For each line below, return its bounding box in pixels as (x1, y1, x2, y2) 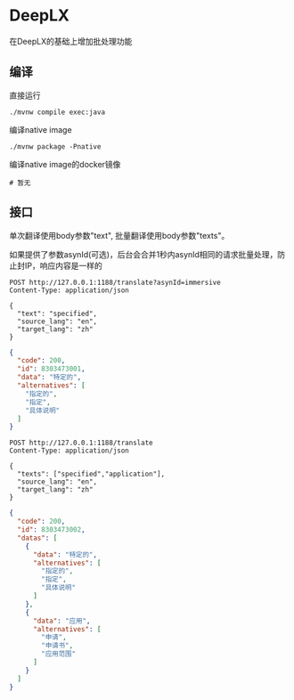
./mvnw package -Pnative (9, 142, 102, 151)
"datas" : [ (17, 533, 58, 542)
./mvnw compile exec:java (9, 108, 105, 117)
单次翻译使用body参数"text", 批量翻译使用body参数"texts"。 (9, 230, 230, 240)
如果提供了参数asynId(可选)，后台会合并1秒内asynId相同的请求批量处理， (9, 248, 278, 259)
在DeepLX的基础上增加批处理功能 (9, 36, 133, 46)
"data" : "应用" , (32, 616, 91, 625)
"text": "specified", (17, 309, 98, 318)
